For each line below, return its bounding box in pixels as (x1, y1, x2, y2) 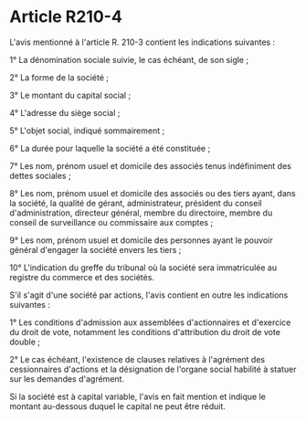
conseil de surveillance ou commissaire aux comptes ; (9, 216, 214, 227)
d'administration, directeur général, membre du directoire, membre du (9, 207, 273, 218)
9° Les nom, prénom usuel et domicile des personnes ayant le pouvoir (9, 235, 273, 246)
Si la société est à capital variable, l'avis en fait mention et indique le (9, 391, 267, 402)
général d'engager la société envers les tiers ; (9, 244, 182, 255)
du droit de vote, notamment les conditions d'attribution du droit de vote (9, 326, 281, 337)
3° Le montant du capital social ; (9, 89, 132, 100)
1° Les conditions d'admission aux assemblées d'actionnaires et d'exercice (9, 317, 291, 328)
